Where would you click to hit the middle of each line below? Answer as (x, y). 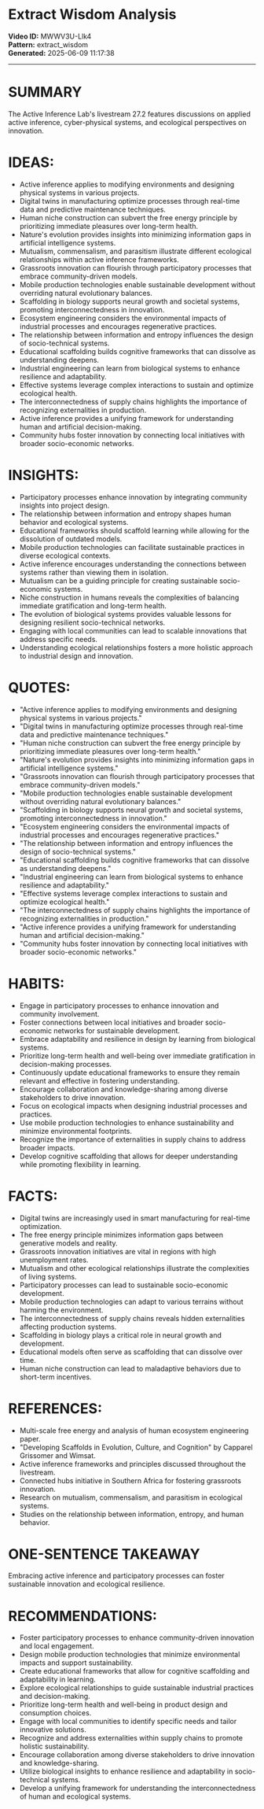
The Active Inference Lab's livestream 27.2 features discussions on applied (130, 114)
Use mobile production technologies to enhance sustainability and (126, 1122)
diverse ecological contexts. (65, 556)
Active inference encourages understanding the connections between (133, 563)
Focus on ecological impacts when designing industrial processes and (133, 1106)
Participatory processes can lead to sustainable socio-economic (124, 1285)
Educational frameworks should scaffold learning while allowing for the (134, 530)
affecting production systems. (68, 1327)
